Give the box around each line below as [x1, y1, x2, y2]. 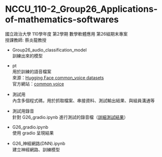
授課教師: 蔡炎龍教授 [5, 37, 47, 43]
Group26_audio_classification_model [12, 47, 87, 53]
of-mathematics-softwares [5, 14, 119, 25]
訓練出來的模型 [12, 53, 43, 59]
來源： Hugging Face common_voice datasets [12, 75, 104, 80]
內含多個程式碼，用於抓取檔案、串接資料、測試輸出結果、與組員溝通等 [12, 97, 155, 103]
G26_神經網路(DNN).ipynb [12, 140, 65, 146]
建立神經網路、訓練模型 [12, 147, 60, 153]
